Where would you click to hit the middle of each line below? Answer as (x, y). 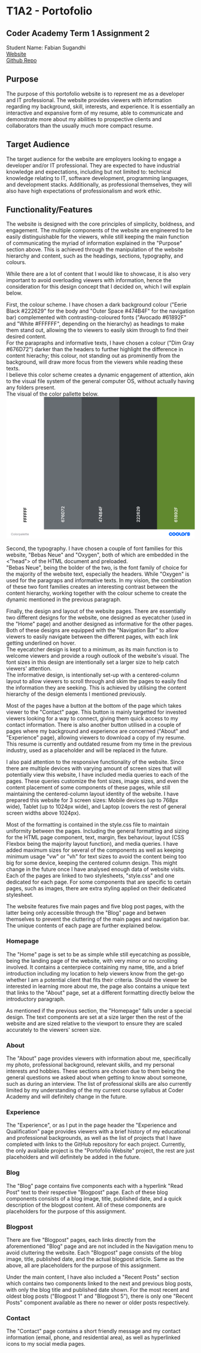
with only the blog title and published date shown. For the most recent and (98, 1289)
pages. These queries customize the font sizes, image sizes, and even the (98, 781)
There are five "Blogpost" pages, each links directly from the (81, 1240)
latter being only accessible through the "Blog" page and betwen (86, 913)
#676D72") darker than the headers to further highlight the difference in (95, 349)
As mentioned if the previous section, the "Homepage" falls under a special (99, 1010)
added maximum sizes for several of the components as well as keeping (95, 850)
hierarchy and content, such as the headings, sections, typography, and (95, 256)
